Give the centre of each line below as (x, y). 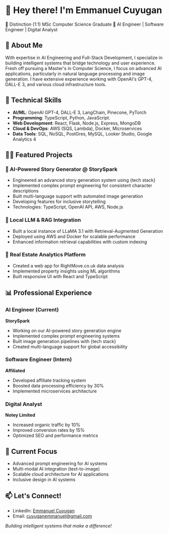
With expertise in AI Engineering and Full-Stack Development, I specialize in (84, 57)
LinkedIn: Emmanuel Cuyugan (43, 510)
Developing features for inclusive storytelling (59, 202)
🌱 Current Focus (31, 451)
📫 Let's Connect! (33, 496)
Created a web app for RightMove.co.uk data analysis (68, 265)
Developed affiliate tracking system (49, 380)
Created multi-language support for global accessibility (70, 347)
